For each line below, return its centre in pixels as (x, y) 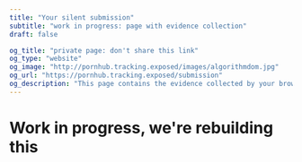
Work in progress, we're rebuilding (142, 128)
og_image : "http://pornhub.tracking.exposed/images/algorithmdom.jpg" (144, 67)
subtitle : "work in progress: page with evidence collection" (128, 26)
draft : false (34, 34)
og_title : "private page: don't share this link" (104, 50)
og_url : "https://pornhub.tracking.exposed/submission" (116, 76)
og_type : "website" (46, 59)
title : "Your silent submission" (72, 17)
